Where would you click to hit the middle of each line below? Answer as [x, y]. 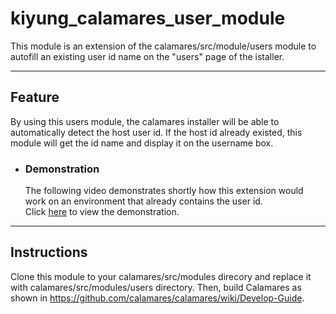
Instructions [49, 252]
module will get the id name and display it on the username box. [142, 143]
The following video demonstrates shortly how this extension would [164, 191]
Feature [35, 97]
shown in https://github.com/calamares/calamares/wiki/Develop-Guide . [157, 298]
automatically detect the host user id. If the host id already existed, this [156, 132]
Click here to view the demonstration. [102, 212]
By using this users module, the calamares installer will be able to [145, 121]
